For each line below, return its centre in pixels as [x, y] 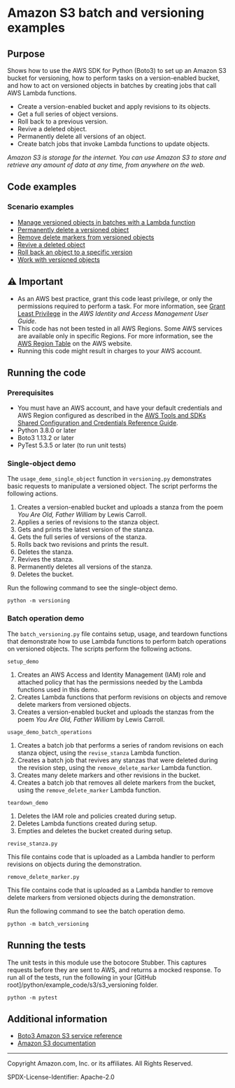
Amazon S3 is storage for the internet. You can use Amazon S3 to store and [117, 157]
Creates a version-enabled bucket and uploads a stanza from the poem [120, 507]
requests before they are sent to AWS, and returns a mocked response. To [114, 969]
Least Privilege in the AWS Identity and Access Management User [113, 313]
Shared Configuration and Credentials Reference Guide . [98, 423]
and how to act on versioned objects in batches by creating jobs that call [112, 85]
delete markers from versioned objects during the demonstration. [101, 897]
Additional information [57, 1019]
